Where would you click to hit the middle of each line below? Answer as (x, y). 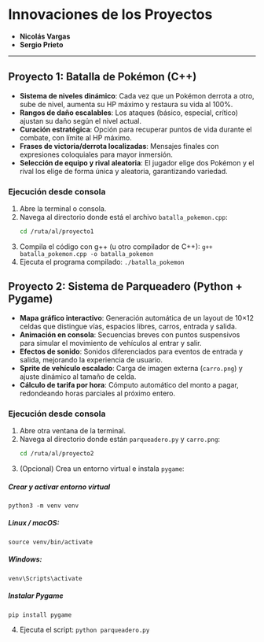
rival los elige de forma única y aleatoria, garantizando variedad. (123, 171)
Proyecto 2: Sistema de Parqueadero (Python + (126, 286)
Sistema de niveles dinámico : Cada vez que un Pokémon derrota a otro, (137, 95)
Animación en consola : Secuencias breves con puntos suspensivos (130, 334)
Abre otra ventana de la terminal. (72, 431)
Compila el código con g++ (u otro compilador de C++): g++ (116, 247)
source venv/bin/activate (50, 542)
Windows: (25, 559)
